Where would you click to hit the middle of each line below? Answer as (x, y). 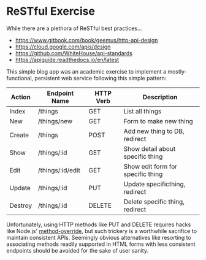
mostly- (177, 71)
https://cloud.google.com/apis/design (63, 47)
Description (160, 97)
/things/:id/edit (59, 170)
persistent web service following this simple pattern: (101, 78)
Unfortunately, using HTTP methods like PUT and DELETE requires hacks (99, 224)
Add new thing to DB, (154, 131)
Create (19, 135)
